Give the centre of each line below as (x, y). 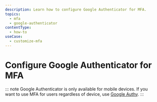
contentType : (18, 28)
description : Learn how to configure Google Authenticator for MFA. (76, 9)
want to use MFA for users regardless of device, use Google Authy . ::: (75, 94)
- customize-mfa (26, 41)
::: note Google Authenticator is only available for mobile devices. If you (77, 89)
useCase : (14, 37)
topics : (13, 14)
